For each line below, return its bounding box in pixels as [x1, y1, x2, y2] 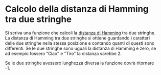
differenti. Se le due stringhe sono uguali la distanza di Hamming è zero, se [5, 45, 157, 51]
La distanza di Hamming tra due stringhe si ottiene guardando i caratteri [5, 35, 150, 41]
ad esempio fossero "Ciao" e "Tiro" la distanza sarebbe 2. [5, 50, 122, 56]
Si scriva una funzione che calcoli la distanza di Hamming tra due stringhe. [5, 30, 156, 36]
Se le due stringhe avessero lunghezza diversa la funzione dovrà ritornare [5, 60, 154, 66]
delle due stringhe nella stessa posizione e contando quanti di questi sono [5, 40, 155, 46]
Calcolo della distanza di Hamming [5, 3, 149, 15]
